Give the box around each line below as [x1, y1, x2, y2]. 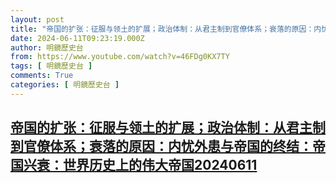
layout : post [10, 14, 65, 25]
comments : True [10, 71, 74, 81]
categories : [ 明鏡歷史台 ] [10, 80, 120, 90]
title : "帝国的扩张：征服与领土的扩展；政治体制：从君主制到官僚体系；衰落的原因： [10, 24, 315, 34]
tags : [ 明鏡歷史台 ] [10, 61, 93, 71]
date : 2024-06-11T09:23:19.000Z [10, 33, 145, 43]
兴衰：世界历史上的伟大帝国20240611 [23, 157, 258, 174]
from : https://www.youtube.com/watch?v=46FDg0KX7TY [10, 52, 230, 62]
